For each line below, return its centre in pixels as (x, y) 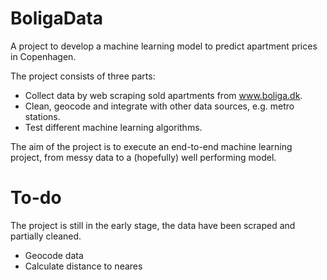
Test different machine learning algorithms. (113, 127)
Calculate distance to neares (83, 266)
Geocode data (54, 255)
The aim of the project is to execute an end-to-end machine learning (151, 146)
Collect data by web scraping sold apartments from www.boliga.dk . (163, 95)
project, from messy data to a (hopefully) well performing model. (143, 157)
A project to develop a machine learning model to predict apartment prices (164, 46)
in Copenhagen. (43, 56)
